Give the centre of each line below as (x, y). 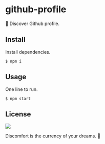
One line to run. (22, 89)
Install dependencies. (28, 52)
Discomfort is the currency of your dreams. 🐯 (53, 136)
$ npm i (14, 61)
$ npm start (18, 99)
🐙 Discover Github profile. (33, 23)
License (18, 114)
